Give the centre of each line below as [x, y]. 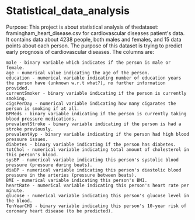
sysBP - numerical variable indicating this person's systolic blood [93, 160]
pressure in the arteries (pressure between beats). [72, 175]
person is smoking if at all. [43, 109]
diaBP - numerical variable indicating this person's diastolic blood [94, 170]
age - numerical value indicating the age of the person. [78, 73]
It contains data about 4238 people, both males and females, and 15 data [94, 39]
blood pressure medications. [41, 119]
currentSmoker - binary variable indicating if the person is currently [96, 93]
